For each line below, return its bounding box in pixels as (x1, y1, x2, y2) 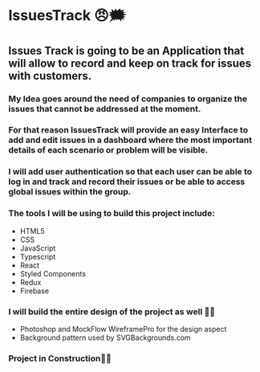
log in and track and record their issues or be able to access (8, 176, 246, 187)
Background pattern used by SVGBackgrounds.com (19, 333, 191, 342)
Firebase (19, 286, 50, 296)
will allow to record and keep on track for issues (8, 56, 252, 70)
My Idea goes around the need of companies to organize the (8, 93, 247, 104)
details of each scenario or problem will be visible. (8, 145, 209, 156)
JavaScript (19, 243, 56, 253)
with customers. (8, 69, 92, 83)
